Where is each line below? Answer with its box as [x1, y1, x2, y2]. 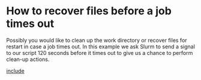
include [6, 67, 25, 74]
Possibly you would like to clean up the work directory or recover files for [6, 36, 187, 44]
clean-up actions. [6, 56, 50, 63]
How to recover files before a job [6, 4, 172, 18]
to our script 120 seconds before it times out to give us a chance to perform [6, 49, 193, 56]
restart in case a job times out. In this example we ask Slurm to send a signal [6, 43, 195, 50]
